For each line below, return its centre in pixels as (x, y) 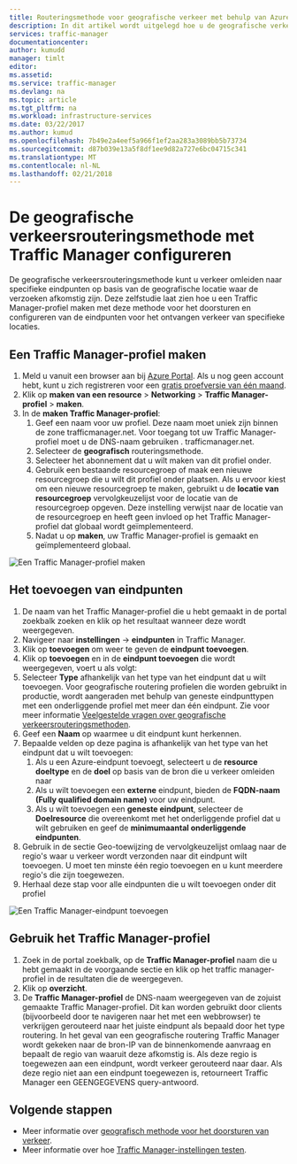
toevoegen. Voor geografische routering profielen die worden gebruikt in (154, 686)
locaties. (25, 327)
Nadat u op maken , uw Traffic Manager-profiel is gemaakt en (147, 536)
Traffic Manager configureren (121, 255)
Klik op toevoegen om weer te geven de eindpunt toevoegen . (135, 649)
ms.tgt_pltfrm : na (43, 108)
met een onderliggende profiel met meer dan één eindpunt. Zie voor (146, 705)
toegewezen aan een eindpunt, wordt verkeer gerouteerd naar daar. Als (152, 1063)
